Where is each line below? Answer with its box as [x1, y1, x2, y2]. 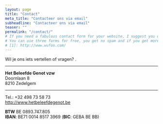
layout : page [5, 7, 32, 12]
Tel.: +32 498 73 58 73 [5, 94, 51, 100]
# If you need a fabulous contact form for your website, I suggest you [5, 34, 155, 39]
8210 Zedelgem [5, 80, 36, 86]
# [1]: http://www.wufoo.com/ [5, 43, 66, 48]
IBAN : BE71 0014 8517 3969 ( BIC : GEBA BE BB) [5, 114, 99, 120]
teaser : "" [5, 25, 27, 30]
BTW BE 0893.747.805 [5, 109, 50, 114]
